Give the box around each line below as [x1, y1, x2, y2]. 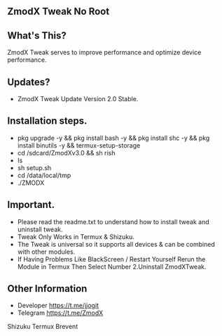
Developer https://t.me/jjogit [17, 302, 99, 310]
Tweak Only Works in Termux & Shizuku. [17, 232, 135, 241]
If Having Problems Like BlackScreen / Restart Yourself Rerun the [17, 254, 206, 263]
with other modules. [17, 247, 76, 256]
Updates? [7, 76, 50, 88]
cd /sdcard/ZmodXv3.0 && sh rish [17, 148, 116, 157]
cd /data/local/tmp [17, 171, 71, 179]
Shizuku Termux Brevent [7, 323, 78, 331]
